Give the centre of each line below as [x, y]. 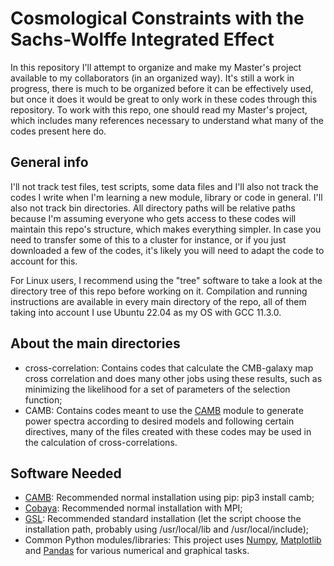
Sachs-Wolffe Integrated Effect [142, 39]
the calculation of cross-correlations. [101, 442]
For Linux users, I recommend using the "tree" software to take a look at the [166, 280]
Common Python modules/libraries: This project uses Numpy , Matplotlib [173, 540]
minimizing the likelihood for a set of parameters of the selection [157, 389]
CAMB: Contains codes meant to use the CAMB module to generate [164, 410]
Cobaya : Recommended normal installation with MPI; [133, 508]
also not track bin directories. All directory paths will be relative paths [153, 208]
